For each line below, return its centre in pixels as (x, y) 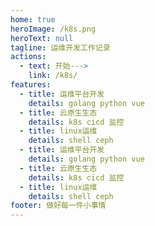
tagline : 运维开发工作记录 (60, 47)
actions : (28, 57)
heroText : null (42, 38)
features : (31, 85)
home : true (33, 19)
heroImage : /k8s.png (53, 29)
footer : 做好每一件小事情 (58, 206)
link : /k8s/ (53, 76)
